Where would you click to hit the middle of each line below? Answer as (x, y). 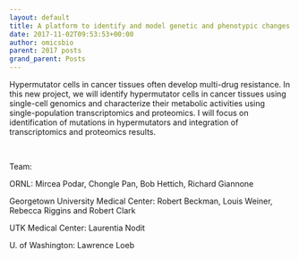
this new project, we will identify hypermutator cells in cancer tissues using (148, 94)
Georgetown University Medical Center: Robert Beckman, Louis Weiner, (141, 201)
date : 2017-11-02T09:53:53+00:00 (72, 34)
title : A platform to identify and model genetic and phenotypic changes (150, 26)
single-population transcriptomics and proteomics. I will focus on (129, 113)
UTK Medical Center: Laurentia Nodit (77, 228)
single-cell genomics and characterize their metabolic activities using (137, 103)
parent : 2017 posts (46, 51)
